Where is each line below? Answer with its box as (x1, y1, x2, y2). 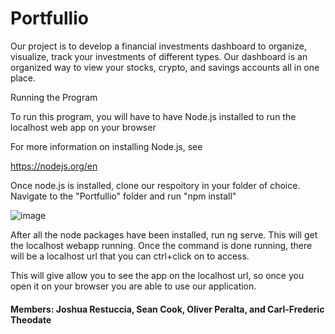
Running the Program (10, 91, 98, 103)
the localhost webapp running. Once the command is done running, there (10, 239, 313, 251)
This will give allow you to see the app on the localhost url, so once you (10, 269, 305, 281)
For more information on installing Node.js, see (10, 140, 203, 152)
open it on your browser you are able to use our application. (10, 280, 257, 292)
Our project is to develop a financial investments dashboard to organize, (10, 40, 307, 52)
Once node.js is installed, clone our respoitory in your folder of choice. (10, 179, 301, 191)
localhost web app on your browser (10, 121, 157, 133)
